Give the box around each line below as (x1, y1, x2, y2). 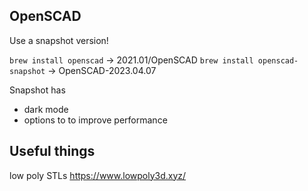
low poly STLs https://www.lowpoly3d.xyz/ (9, 169, 187, 181)
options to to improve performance (23, 114, 168, 126)
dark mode (23, 103, 69, 115)
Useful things (9, 143, 96, 160)
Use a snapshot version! (9, 34, 109, 46)
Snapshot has (9, 84, 66, 96)
